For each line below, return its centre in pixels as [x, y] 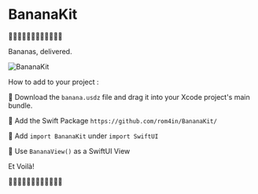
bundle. [20, 105]
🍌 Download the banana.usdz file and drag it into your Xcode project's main [129, 97]
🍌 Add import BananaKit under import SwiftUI [83, 136]
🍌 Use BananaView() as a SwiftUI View [69, 151]
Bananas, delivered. [40, 51]
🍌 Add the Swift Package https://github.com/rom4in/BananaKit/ [113, 120]
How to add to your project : [54, 82]
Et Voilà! [21, 166]
